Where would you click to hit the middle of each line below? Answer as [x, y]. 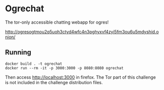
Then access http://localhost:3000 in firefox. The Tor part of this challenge [81, 77]
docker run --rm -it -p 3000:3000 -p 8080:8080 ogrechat [64, 68]
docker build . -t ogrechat [34, 64]
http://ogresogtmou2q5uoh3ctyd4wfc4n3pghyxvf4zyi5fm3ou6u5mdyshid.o [82, 31]
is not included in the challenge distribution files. [54, 82]
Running [18, 52]
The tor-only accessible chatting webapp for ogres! [57, 22]
